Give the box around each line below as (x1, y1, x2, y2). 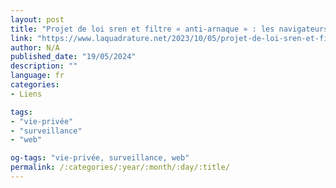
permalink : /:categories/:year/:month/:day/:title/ (10, 162, 230, 173)
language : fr (10, 71, 65, 81)
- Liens (10, 89, 43, 99)
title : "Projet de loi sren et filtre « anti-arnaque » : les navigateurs (10, 24, 329, 34)
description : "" (10, 61, 78, 71)
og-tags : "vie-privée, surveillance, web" (10, 153, 190, 163)
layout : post (10, 14, 65, 25)
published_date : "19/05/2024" (10, 52, 137, 62)
